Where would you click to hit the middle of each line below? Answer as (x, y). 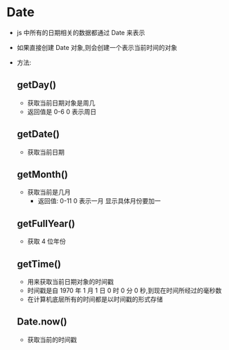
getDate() (38, 134)
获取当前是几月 (49, 192)
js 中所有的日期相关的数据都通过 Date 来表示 (81, 32)
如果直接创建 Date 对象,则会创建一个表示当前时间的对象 (97, 47)
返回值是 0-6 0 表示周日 (62, 111)
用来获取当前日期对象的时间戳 (70, 281)
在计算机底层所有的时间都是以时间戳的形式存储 (95, 299)
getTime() (39, 264)
